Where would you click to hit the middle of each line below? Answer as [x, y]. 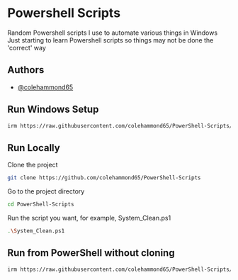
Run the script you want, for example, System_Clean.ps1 [89, 218]
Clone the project [33, 165]
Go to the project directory [46, 191]
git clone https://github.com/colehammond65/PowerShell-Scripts [104, 178]
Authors [26, 70]
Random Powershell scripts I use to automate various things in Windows [113, 33]
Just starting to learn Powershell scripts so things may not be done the [110, 40]
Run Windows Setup [53, 110]
